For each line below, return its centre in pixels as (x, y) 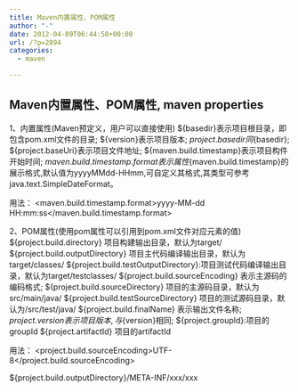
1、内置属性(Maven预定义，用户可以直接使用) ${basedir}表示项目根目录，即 (148, 128)
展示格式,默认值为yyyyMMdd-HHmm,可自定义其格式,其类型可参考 (129, 172)
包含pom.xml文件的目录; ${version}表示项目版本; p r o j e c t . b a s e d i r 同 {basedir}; (149, 139)
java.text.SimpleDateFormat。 (64, 184)
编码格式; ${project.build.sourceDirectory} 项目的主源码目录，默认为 (134, 287)
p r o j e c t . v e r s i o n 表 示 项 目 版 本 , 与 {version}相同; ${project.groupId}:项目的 (139, 320)
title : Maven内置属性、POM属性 (62, 17)
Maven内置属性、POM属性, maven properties (137, 105)
